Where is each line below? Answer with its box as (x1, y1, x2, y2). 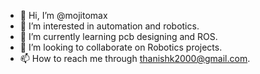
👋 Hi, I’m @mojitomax (19, 10, 108, 21)
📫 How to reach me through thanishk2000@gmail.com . (19, 53, 251, 64)
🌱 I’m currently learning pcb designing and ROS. (19, 31, 218, 42)
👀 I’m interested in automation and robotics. (19, 20, 200, 32)
